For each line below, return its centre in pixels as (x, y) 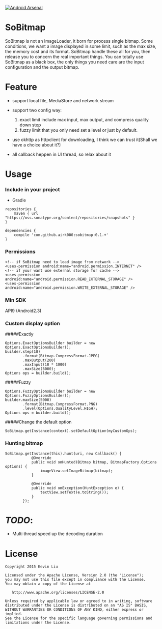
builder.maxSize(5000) (28, 400)
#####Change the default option (39, 422)
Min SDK (16, 300)
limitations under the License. (38, 623)
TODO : (19, 520)
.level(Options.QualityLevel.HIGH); (60, 409)
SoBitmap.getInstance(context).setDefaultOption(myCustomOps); (71, 431)
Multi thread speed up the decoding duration (57, 534)
